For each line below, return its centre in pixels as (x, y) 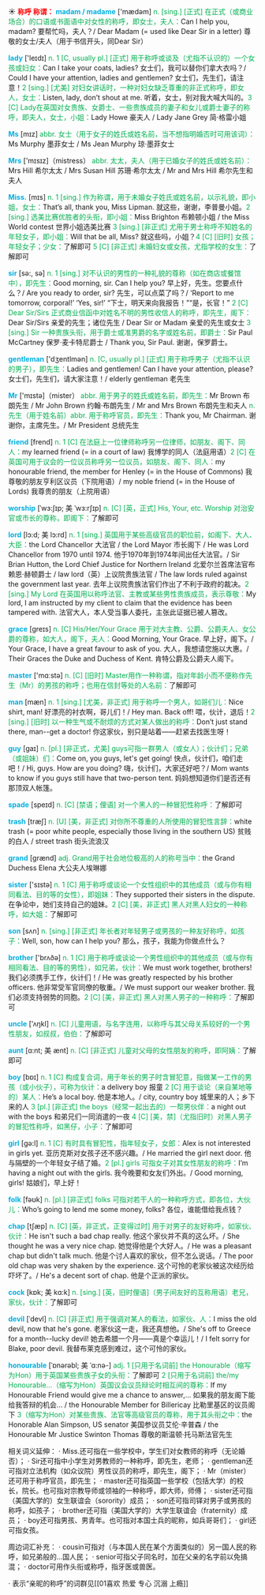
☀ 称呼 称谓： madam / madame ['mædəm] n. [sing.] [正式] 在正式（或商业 (131, 11)
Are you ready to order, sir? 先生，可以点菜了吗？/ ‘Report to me (130, 293)
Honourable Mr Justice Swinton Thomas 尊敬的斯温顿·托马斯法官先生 (120, 1434)
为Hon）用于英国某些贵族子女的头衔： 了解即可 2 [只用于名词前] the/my (123, 1375)
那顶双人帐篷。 (32, 788)
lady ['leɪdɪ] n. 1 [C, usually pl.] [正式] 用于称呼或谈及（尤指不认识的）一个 (128, 58)
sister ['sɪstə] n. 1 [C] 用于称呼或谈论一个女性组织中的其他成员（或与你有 (127, 884)
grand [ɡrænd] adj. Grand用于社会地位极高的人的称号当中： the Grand (121, 858)
